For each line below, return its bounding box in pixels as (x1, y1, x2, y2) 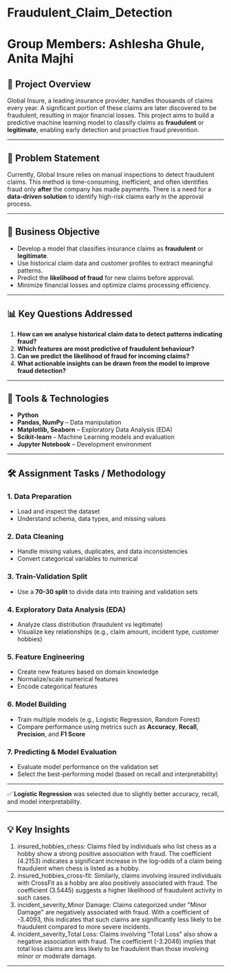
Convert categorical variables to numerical (16, 555, 138, 563)
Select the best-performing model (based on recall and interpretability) (16, 769, 219, 778)
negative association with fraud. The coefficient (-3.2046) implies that (16, 937, 217, 945)
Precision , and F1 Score (16, 729, 86, 738)
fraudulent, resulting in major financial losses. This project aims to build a (7, 111, 214, 120)
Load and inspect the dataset (16, 507, 100, 515)
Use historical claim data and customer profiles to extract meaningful (16, 259, 213, 267)
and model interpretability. (7, 797, 82, 806)
